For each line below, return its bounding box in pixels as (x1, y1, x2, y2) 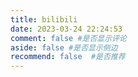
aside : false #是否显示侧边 (10, 42, 118, 53)
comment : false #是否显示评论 (10, 33, 127, 43)
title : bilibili (10, 14, 78, 25)
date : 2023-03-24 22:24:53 (10, 24, 123, 34)
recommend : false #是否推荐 (10, 52, 126, 62)
